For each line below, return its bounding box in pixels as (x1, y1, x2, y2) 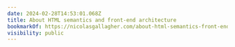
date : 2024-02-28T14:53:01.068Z (7, 10, 101, 17)
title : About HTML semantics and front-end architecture (7, 17, 177, 23)
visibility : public (7, 29, 64, 37)
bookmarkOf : (7, 23, 42, 30)
